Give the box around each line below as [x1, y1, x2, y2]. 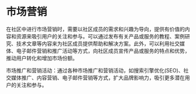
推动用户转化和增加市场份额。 [6, 55, 78, 62]
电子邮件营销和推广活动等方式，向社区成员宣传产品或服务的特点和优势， [16, 47, 190, 54]
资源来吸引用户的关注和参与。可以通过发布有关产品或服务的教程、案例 [16, 32, 185, 39]
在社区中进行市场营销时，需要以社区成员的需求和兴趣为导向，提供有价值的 [6, 26, 185, 32]
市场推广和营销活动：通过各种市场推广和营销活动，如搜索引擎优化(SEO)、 [6, 67, 184, 74]
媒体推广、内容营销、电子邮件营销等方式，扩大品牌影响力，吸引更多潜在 [10, 74, 185, 81]
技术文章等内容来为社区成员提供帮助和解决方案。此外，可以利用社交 [16, 40, 180, 47]
